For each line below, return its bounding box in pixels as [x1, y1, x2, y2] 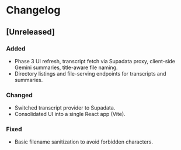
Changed [6, 91, 33, 99]
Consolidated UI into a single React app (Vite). [14, 111, 126, 118]
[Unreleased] [6, 27, 55, 37]
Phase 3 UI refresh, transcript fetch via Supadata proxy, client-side [14, 57, 175, 64]
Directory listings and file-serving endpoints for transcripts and [14, 70, 166, 77]
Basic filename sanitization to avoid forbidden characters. [14, 138, 154, 145]
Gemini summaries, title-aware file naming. [14, 64, 118, 71]
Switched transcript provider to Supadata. [14, 104, 116, 111]
